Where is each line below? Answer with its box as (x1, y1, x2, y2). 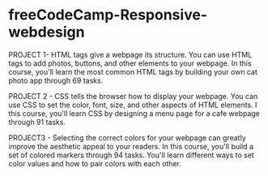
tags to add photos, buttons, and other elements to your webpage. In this (8, 58, 253, 68)
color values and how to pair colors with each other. (8, 158, 182, 168)
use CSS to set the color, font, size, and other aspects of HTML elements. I (8, 100, 257, 109)
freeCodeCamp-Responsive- (8, 6, 208, 24)
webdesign (8, 23, 85, 41)
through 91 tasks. (8, 117, 66, 127)
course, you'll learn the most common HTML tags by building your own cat (8, 67, 257, 76)
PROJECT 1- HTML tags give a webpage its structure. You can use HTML (8, 49, 253, 59)
